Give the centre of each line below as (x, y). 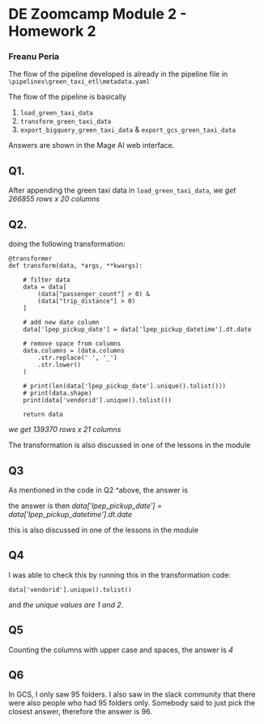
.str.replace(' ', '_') (77, 358)
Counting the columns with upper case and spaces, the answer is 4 (121, 650)
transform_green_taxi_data (66, 122)
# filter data (47, 280)
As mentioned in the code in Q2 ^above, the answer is (98, 489)
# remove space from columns (72, 344)
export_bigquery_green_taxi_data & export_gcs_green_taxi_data (128, 129)
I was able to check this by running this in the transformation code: (120, 574)
